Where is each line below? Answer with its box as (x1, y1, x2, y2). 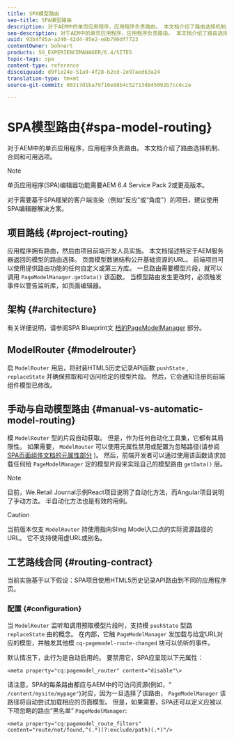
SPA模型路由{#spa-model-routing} (7, 120, 212, 136)
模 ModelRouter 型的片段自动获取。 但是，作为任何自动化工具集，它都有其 (7, 434, 218, 442)
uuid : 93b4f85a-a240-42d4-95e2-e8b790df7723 (7, 36, 139, 43)
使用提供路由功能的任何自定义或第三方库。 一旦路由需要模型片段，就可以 (13, 264, 223, 272)
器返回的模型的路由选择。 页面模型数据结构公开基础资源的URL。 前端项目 (7, 255, 218, 263)
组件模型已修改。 (7, 381, 56, 389)
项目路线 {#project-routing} (7, 227, 129, 239)
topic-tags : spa (7, 56, 54, 63)
